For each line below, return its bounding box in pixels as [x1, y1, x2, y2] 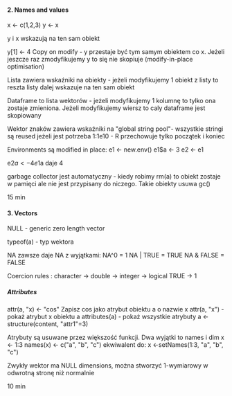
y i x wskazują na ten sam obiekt [7, 35, 100, 43]
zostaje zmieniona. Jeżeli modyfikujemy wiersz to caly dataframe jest [7, 104, 206, 112]
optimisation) [7, 62, 45, 71]
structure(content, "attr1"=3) [7, 320, 89, 328]
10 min [7, 382, 26, 390]
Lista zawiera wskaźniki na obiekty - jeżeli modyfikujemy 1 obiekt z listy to [7, 76, 219, 84]
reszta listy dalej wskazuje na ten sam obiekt [7, 83, 135, 91]
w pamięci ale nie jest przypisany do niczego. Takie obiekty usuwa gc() [7, 180, 211, 188]
